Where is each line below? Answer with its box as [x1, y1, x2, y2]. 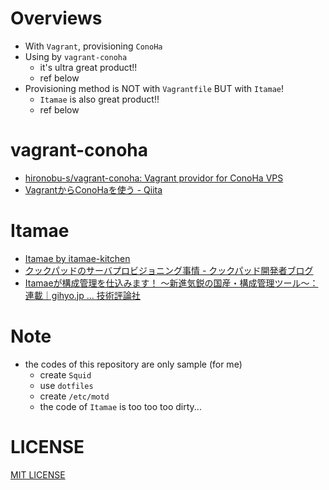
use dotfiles [39, 379, 94, 391]
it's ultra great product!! [39, 61, 138, 73]
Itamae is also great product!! [39, 93, 160, 105]
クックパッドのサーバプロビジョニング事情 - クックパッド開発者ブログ [24, 264, 314, 276]
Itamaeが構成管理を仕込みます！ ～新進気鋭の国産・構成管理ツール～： [24, 277, 319, 289]
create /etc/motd [39, 390, 110, 402]
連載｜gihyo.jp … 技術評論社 [24, 289, 141, 301]
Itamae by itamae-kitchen [24, 252, 131, 264]
